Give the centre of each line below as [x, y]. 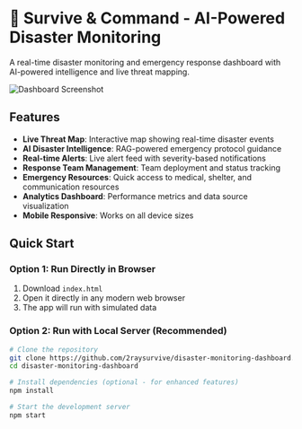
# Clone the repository [54, 349]
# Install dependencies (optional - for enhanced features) [124, 382]
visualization [45, 206]
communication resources [71, 187]
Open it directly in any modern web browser [104, 298]
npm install [31, 391]
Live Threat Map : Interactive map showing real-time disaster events [148, 139]
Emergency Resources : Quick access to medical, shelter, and [137, 177]
